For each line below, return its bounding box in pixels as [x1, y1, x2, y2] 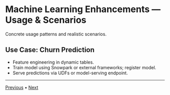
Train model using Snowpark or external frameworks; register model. [12, 64, 156, 70]
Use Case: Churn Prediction [5, 45, 95, 54]
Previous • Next [5, 84, 38, 90]
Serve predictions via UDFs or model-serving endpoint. [12, 70, 128, 76]
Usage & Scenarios [5, 14, 87, 26]
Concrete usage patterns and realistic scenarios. [5, 31, 107, 37]
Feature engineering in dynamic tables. [12, 59, 95, 65]
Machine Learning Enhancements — [5, 4, 161, 15]
